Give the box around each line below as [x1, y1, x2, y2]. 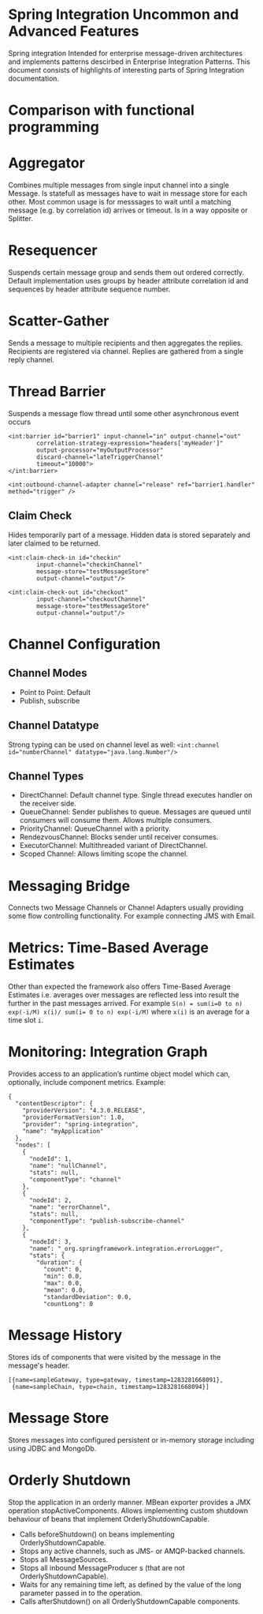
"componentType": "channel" [28, 1176, 122, 1184]
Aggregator [8, 154, 85, 172]
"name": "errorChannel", [28, 1203, 111, 1211]
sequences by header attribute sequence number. [8, 284, 171, 294]
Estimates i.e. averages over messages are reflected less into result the [8, 990, 239, 1000]
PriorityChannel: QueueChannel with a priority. [19, 824, 172, 834]
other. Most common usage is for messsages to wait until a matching [8, 197, 232, 207]
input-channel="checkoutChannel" [36, 595, 146, 603]
